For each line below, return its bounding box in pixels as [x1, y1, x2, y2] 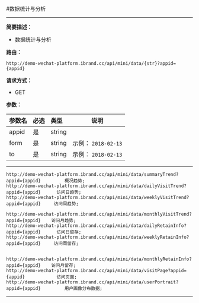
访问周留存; [53, 241, 79, 247]
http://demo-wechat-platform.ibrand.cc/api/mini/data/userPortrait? [6, 279, 179, 285]
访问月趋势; [51, 217, 76, 223]
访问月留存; [51, 263, 76, 269]
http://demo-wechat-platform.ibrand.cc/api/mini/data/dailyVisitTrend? [6, 183, 187, 189]
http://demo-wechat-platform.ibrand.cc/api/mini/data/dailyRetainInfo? [6, 223, 187, 229]
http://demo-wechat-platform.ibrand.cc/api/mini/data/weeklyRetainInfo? [6, 234, 190, 240]
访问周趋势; [53, 201, 79, 207]
